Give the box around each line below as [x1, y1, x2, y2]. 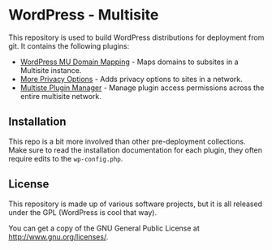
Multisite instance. [19, 65, 82, 75]
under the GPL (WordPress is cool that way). [8, 207, 157, 217]
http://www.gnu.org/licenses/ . [8, 231, 109, 241]
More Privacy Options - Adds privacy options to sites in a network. [19, 74, 244, 84]
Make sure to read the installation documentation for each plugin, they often [8, 144, 262, 155]
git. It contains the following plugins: [8, 41, 130, 50]
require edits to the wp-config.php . [8, 153, 123, 163]
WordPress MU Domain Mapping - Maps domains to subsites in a [19, 57, 239, 67]
